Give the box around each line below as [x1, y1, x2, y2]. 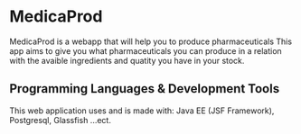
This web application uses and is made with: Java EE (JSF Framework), [9, 105, 275, 116]
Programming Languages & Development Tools [9, 81, 280, 96]
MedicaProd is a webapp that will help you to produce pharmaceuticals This [9, 36, 292, 47]
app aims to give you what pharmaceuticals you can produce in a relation [9, 45, 282, 56]
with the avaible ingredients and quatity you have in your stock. [9, 55, 245, 66]
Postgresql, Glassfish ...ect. [9, 114, 111, 125]
